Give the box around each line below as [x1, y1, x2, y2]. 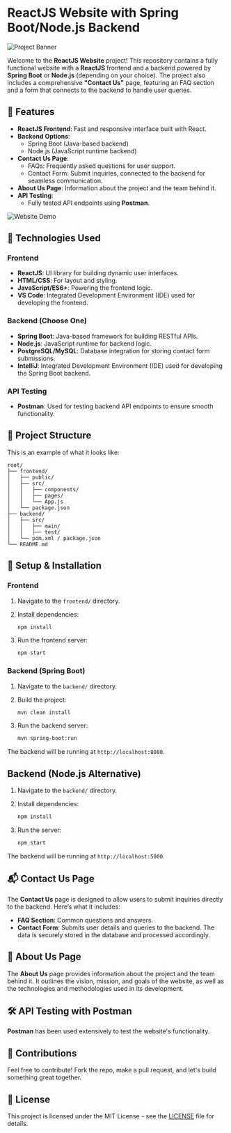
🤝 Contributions [7, 1047, 77, 1059]
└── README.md [7, 541, 49, 548]
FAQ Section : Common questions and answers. [17, 916, 154, 924]
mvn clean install [17, 709, 71, 716]
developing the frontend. [17, 298, 88, 307]
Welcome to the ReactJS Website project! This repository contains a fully [7, 56, 218, 64]
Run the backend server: [17, 721, 88, 730]
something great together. [7, 1073, 82, 1081]
